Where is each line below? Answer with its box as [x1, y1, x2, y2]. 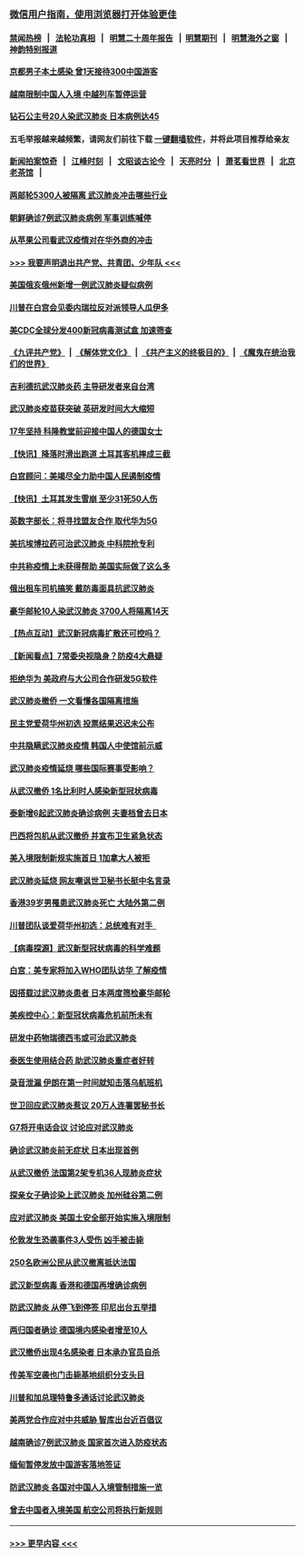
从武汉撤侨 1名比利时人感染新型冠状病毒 [9, 785, 159, 796]
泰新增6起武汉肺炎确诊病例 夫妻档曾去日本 [9, 808, 168, 819]
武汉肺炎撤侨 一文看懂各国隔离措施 [9, 695, 139, 706]
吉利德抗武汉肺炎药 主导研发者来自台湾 [9, 380, 155, 391]
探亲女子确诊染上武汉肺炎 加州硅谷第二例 [9, 1189, 163, 1200]
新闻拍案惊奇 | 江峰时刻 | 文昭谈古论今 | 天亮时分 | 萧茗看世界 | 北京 [9, 156, 296, 167]
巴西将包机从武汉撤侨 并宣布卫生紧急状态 [9, 830, 163, 841]
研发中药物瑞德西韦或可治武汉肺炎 [9, 1032, 137, 1043]
